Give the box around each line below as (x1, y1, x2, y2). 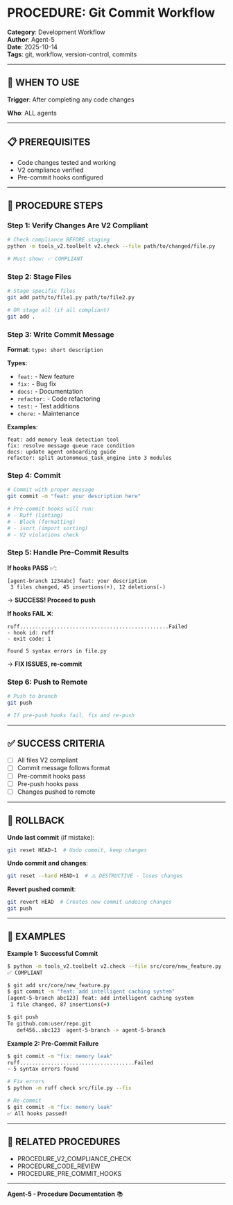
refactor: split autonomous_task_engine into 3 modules (7, 454, 172, 461)
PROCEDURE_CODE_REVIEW (17, 1162, 101, 1170)
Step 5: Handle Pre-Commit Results (7, 548, 130, 557)
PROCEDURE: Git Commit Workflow (7, 5, 216, 21)
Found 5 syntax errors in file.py (7, 647, 107, 655)
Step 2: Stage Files (7, 271, 71, 281)
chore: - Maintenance (17, 409, 80, 417)
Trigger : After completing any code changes (7, 95, 135, 104)
